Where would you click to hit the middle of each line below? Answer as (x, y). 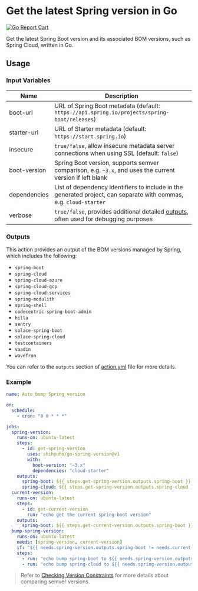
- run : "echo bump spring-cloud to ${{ (70, 564)
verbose (21, 215)
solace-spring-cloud (40, 337)
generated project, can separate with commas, (119, 195)
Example (19, 382)
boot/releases (74, 119)
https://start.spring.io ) (90, 136)
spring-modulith (34, 299)
